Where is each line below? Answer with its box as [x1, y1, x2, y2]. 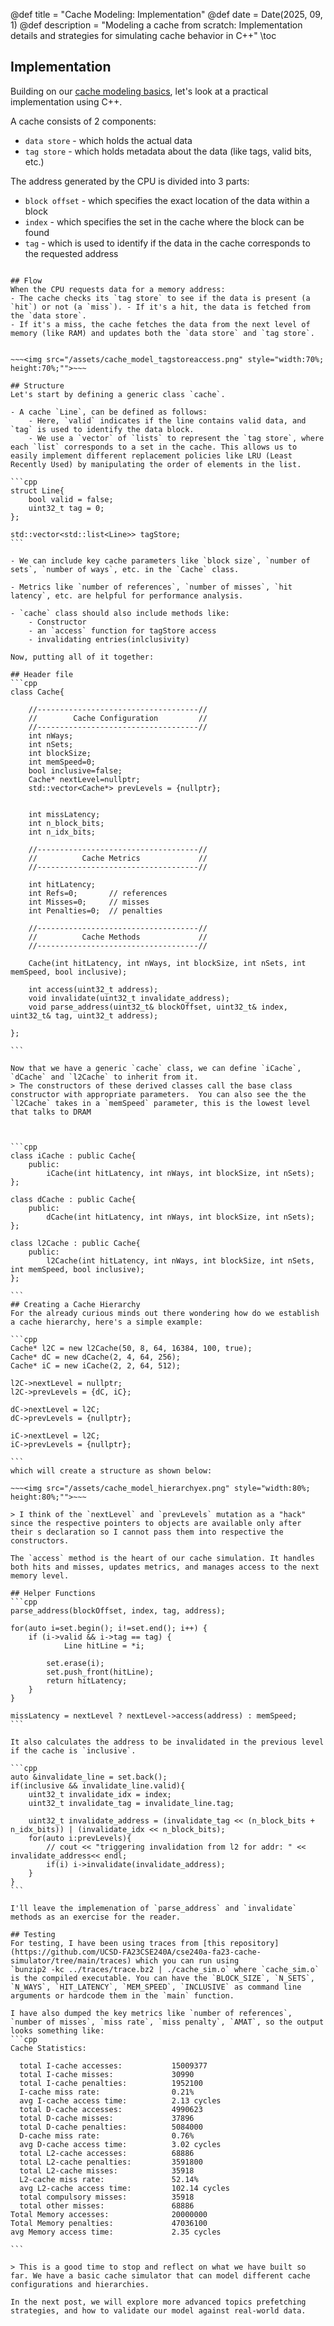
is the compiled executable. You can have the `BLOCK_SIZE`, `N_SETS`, [10, 1973, 315, 1983]
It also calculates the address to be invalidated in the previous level [10, 1737, 325, 1747]
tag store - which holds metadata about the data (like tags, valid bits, [24, 145, 312, 157]
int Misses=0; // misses [28, 897, 150, 907]
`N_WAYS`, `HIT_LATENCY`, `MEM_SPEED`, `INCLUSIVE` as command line [10, 1982, 302, 1992]
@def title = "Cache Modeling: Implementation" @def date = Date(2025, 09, [10, 9, 323, 20]
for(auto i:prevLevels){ [28, 1833, 132, 1843]
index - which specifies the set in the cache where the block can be [24, 215, 305, 228]
